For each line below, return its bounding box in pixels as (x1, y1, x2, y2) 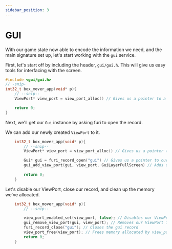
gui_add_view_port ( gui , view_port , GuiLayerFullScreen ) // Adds (24, 163, 164, 168)
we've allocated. (5, 191, 40, 197)
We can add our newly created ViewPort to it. (5, 129, 100, 135)
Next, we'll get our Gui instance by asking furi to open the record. (5, 119, 143, 125)
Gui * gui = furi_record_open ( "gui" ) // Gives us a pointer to (24, 158, 159, 163)
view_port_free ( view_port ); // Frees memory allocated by (24, 230, 150, 235)
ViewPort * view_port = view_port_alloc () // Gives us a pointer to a (14, 96, 166, 101)
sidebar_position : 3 (5, 7, 50, 13)
